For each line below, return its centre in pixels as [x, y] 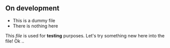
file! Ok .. [15, 41]
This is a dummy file [34, 20]
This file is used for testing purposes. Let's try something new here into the [85, 35]
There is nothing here [35, 26]
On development [33, 8]
